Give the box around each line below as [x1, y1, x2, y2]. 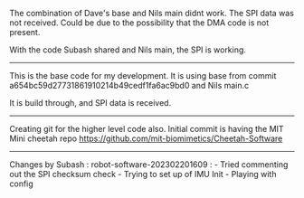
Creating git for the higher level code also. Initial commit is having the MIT [9, 124, 284, 134]
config [9, 178, 33, 189]
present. [9, 27, 41, 37]
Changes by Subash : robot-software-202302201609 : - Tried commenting [9, 159, 289, 170]
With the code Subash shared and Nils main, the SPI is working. [9, 44, 247, 55]
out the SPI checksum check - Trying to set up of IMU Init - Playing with [9, 169, 277, 179]
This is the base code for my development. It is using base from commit [9, 71, 277, 80]
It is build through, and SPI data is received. [9, 98, 172, 108]
